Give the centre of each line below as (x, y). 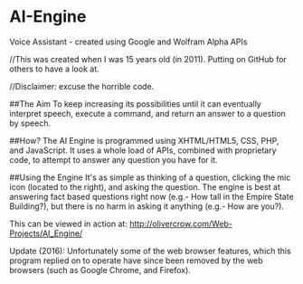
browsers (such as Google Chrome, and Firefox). (100, 270)
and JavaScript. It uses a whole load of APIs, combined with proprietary (143, 150)
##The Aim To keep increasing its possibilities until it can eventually (136, 104)
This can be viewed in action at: (69, 223)
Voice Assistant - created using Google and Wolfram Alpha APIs (128, 42)
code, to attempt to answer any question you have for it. (114, 159)
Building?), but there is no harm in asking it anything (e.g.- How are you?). (147, 206)
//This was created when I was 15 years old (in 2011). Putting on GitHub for (148, 59)
